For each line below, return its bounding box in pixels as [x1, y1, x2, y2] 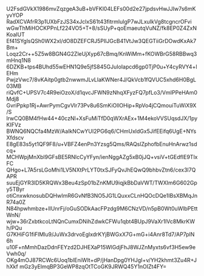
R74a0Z [6, 198, 26, 206]
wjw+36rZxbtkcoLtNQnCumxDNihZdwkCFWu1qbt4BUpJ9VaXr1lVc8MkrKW [6, 218, 195, 225]
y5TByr [6, 186, 25, 193]
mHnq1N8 [6, 57, 32, 64]
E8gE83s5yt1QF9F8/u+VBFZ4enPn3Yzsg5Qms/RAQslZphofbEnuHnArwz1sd [6, 141, 197, 147]
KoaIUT [6, 31, 25, 38]
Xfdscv [6, 134, 24, 141]
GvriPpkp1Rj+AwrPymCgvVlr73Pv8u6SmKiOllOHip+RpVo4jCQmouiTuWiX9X [6, 102, 197, 109]
